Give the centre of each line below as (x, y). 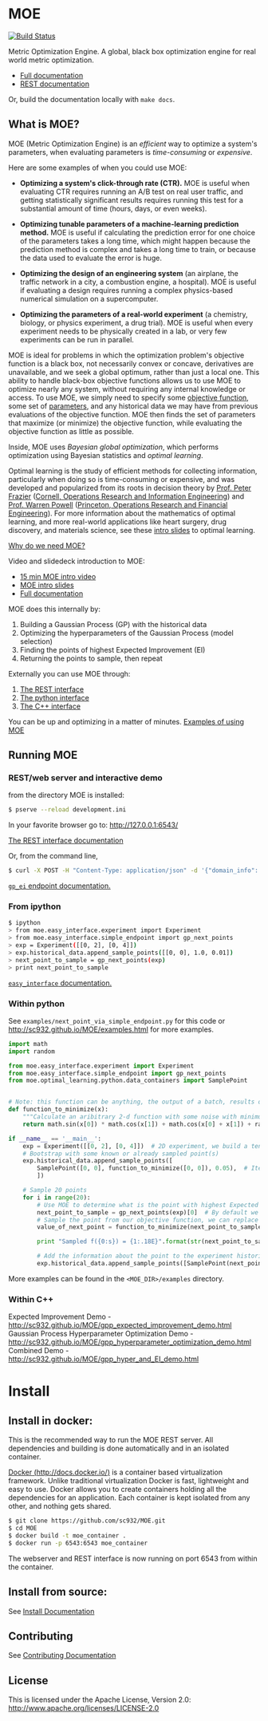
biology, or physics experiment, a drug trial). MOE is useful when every (136, 322)
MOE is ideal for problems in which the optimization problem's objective (126, 355)
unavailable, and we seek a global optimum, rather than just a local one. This (134, 372)
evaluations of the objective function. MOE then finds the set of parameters (132, 414)
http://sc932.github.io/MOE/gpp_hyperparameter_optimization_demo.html (130, 1342)
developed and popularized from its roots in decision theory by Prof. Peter (130, 487)
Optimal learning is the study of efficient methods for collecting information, (133, 471)
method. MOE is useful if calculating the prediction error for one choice (137, 232)
